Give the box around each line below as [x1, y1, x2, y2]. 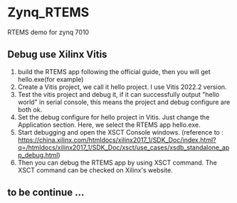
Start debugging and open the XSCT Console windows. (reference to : [17, 127, 224, 136]
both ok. [17, 105, 43, 114]
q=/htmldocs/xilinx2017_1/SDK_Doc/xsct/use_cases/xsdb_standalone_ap [17, 143, 230, 152]
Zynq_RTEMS [7, 4, 90, 21]
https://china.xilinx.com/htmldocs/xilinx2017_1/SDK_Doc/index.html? [17, 135, 216, 144]
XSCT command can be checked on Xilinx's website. [17, 165, 173, 175]
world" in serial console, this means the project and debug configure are [17, 98, 231, 106]
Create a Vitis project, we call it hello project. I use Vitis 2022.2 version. [17, 83, 227, 91]
